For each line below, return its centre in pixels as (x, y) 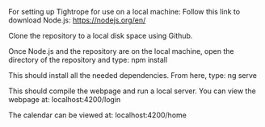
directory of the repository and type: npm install (88, 60)
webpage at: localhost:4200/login (65, 99)
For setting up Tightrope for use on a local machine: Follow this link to (124, 12)
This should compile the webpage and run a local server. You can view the (132, 91)
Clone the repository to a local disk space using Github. (101, 36)
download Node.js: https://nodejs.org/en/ (77, 20)
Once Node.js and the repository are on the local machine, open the (121, 51)
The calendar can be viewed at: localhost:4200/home (98, 115)
